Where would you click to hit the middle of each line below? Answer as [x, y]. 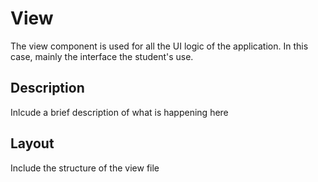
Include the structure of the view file [85, 168]
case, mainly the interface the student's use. [102, 56]
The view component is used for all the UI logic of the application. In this [159, 46]
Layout [32, 143]
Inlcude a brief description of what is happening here [119, 112]
